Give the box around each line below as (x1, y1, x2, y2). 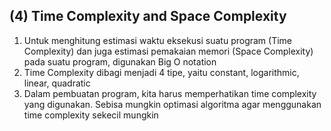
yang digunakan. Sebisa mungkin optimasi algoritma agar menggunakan (23, 98, 322, 110)
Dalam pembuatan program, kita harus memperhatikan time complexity (23, 87, 317, 99)
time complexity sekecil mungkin (23, 109, 159, 121)
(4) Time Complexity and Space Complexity (9, 8, 287, 25)
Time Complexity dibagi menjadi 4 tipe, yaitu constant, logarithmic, (23, 66, 300, 78)
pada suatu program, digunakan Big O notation (23, 55, 217, 68)
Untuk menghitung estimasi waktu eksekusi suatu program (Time (23, 34, 293, 46)
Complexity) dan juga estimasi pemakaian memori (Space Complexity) (23, 45, 314, 57)
